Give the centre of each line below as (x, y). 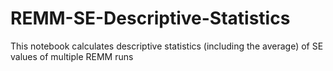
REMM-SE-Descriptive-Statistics (150, 18)
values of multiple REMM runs (72, 56)
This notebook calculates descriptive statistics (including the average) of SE (167, 46)
